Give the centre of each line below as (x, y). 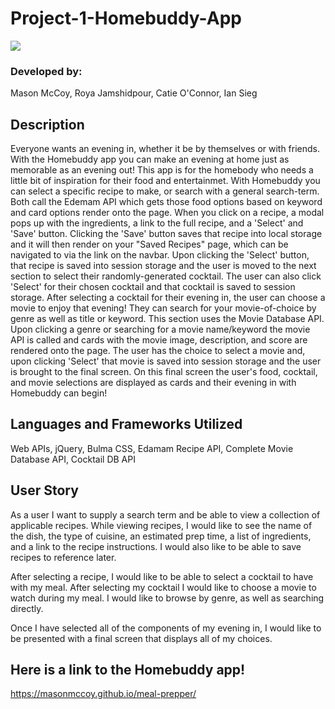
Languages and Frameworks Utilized (126, 424)
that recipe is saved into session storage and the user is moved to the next (163, 266)
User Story (44, 490)
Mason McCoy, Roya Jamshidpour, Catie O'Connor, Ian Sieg (134, 93)
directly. (27, 608)
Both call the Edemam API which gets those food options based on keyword (166, 202)
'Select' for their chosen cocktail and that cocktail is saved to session (153, 287)
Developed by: (46, 71)
